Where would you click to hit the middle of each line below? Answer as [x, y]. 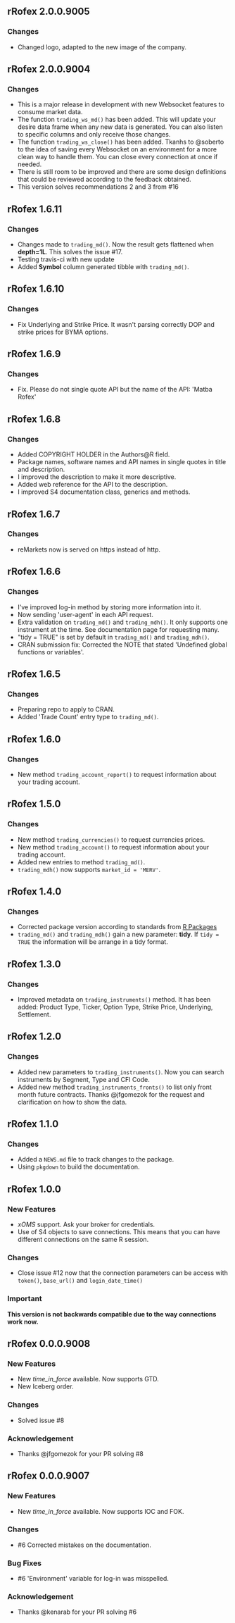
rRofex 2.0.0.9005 [49, 12]
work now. [23, 1322]
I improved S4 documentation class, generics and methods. [104, 492]
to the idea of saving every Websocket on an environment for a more [117, 149]
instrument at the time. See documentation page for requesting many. [118, 629]
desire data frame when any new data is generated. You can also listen [120, 127]
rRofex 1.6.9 [34, 354]
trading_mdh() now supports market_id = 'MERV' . [89, 869]
